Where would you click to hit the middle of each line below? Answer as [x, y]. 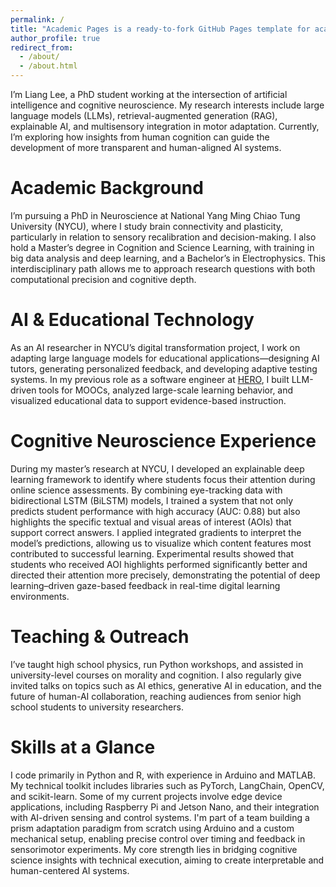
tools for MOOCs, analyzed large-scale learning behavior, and [166, 390]
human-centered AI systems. [70, 870]
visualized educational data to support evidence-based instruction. [148, 400]
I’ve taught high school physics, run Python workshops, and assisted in [157, 664]
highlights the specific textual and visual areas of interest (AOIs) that [151, 522]
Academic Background [107, 188]
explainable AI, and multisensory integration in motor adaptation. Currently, [165, 126]
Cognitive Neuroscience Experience [163, 441]
